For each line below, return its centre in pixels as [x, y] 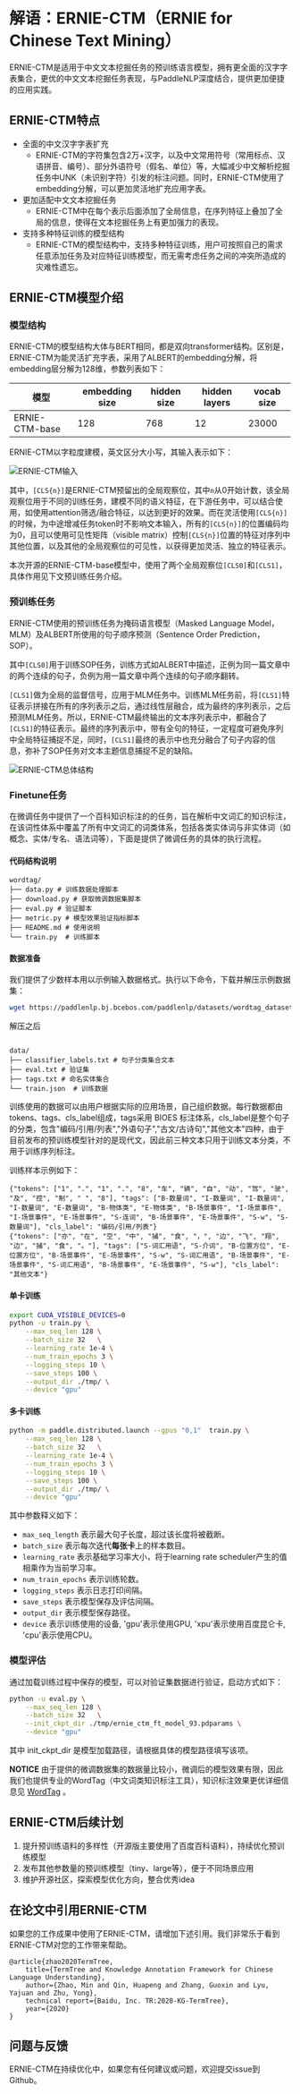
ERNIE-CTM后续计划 [67, 1822]
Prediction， [242, 634]
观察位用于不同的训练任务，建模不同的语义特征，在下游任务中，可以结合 [142, 501]
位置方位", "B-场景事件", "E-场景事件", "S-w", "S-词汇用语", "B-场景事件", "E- [150, 1256]
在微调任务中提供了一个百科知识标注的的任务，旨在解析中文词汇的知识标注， [150, 816]
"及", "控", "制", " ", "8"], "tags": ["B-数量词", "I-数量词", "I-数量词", [147, 1199]
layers [217, 403]
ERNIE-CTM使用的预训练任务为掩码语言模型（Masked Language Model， [144, 623]
